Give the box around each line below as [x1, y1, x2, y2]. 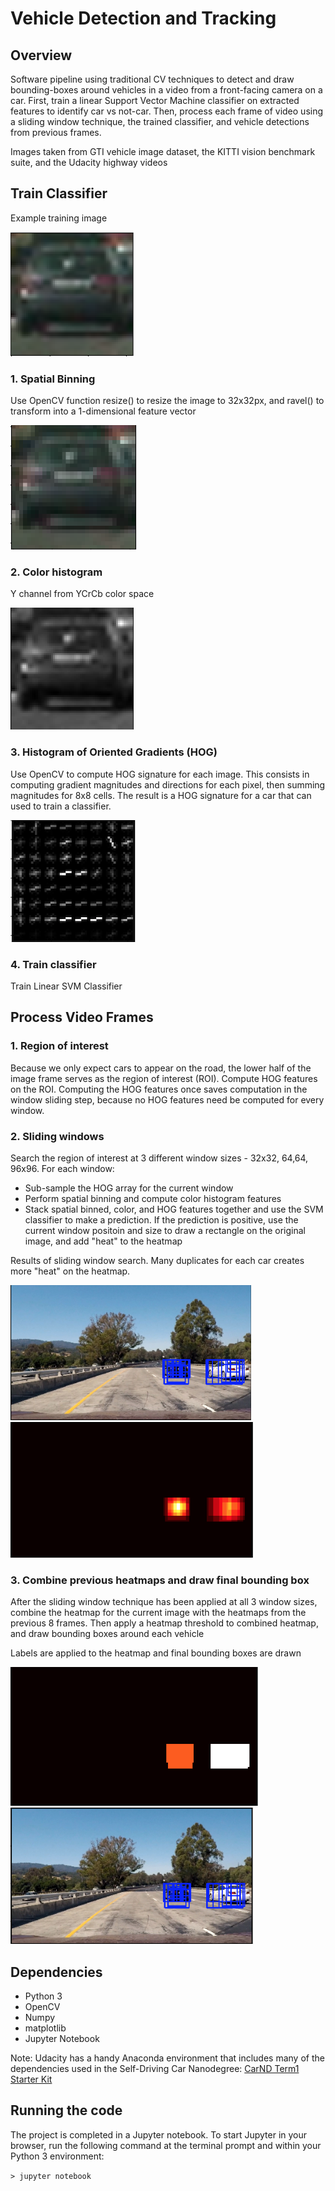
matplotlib [24, 2022, 67, 2034]
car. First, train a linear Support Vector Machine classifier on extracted [10, 95, 300, 106]
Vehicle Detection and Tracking [10, 7, 277, 30]
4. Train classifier [10, 957, 97, 971]
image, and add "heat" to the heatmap [24, 1235, 183, 1247]
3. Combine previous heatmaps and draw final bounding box [10, 1573, 310, 1587]
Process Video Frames [10, 1009, 154, 1026]
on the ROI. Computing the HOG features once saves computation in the [10, 1083, 308, 1095]
